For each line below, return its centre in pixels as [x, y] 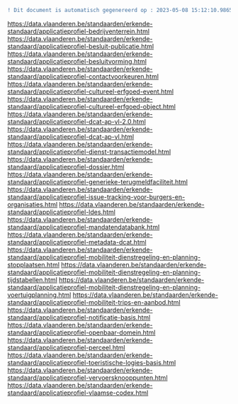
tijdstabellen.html [33, 279]
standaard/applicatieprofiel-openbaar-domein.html [81, 332]
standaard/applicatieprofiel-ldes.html [61, 212]
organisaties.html [33, 204]
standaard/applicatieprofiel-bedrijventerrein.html [79, 31]
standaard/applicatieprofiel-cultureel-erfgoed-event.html [91, 91]
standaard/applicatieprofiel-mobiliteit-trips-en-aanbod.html [94, 302]
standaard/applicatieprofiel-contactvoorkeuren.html [83, 76]
